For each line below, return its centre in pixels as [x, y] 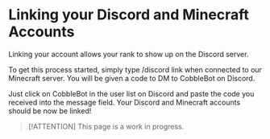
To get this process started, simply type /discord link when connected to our [135, 69]
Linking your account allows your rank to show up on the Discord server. [129, 54]
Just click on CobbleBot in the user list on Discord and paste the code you [131, 93]
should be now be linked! [50, 111]
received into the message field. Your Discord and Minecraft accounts [125, 102]
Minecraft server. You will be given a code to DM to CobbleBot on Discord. [132, 78]
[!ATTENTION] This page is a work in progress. [106, 126]
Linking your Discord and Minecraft [129, 15]
